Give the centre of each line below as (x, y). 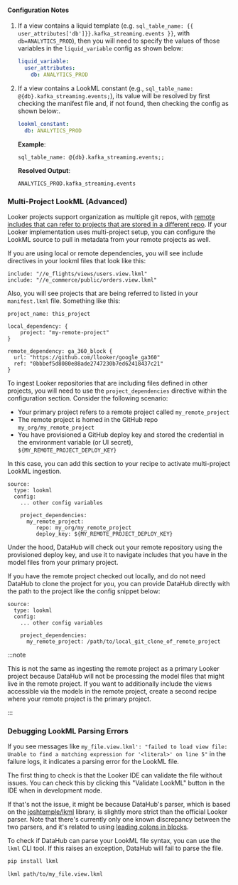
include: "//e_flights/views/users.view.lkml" (77, 274)
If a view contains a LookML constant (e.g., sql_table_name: (106, 88)
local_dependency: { (38, 326)
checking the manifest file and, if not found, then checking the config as (123, 103)
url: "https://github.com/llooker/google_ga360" (87, 357)
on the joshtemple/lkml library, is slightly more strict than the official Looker (118, 812)
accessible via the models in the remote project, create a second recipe (112, 691)
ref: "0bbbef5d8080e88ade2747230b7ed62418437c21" (88, 364)
